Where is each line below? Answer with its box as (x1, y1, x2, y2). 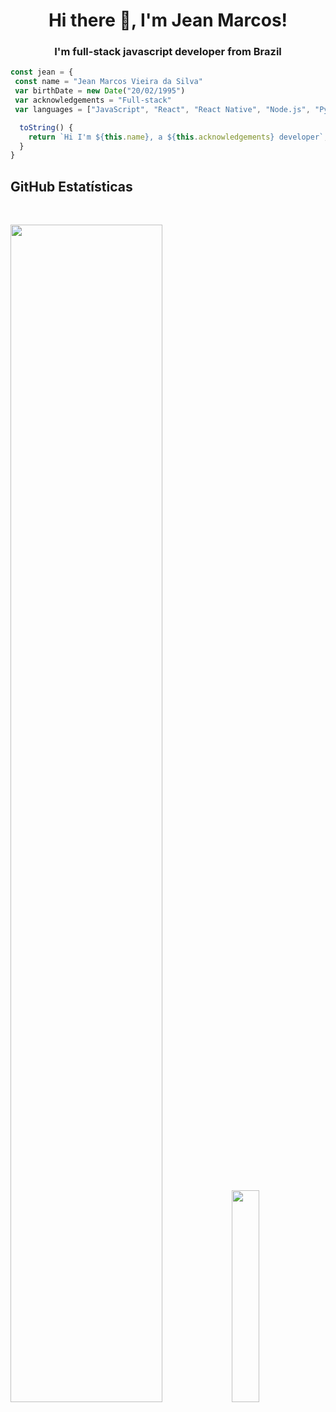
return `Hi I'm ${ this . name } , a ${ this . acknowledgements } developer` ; (28, 132, 329, 142)
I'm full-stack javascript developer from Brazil (54, 45, 282, 59)
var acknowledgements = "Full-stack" (14, 95, 172, 106)
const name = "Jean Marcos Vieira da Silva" (14, 77, 203, 87)
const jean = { (10, 67, 74, 78)
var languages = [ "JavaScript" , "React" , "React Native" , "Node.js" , (14, 104, 311, 114)
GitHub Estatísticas (10, 178, 133, 195)
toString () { (19, 122, 74, 133)
